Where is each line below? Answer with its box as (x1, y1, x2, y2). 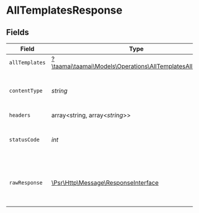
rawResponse (9, 179, 43, 186)
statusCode (9, 136, 40, 143)
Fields (6, 27, 30, 37)
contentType (9, 87, 43, 94)
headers (9, 112, 31, 119)
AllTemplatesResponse (6, 4, 123, 17)
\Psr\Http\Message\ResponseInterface (51, 179, 159, 187)
